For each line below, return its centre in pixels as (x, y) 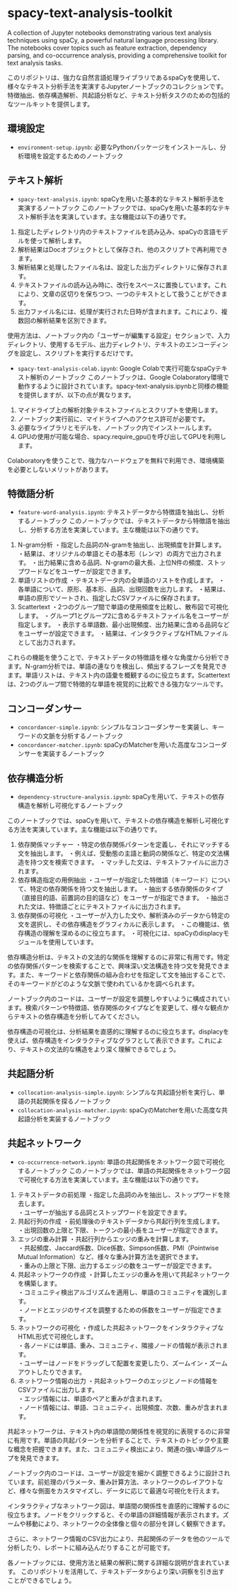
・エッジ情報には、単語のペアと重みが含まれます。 (92, 1398)
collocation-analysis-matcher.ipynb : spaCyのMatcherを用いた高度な (119, 1110)
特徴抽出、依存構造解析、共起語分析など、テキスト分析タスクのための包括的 (118, 95)
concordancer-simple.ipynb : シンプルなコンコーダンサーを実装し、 (115, 727)
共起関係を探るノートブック (70, 1101)
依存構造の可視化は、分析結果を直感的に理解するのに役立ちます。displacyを (118, 1031)
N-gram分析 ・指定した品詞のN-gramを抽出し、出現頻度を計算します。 (121, 545)
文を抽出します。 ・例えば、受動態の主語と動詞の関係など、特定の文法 (120, 853)
